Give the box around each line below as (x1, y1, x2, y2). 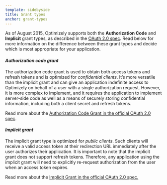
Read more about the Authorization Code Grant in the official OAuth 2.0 (5, 110, 151, 116)
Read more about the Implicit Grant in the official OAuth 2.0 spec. (5, 174, 139, 180)
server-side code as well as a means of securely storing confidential (5, 95, 145, 101)
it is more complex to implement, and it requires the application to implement (5, 90, 162, 96)
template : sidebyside (5, 7, 50, 12)
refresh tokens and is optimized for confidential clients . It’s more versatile (5, 74, 156, 80)
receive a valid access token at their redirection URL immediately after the (5, 143, 157, 149)
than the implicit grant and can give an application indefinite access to (5, 79, 149, 85)
